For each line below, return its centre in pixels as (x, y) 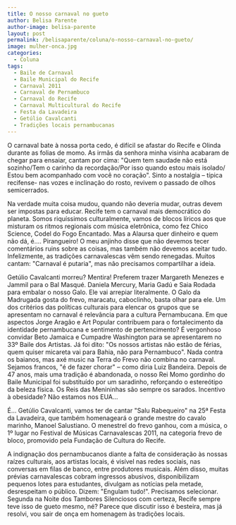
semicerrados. (28, 190)
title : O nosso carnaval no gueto (58, 14)
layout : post (26, 33)
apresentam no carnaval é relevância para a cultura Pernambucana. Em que (117, 315)
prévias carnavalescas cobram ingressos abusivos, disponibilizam (103, 476)
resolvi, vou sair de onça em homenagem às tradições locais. (96, 514)
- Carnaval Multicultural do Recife (67, 106)
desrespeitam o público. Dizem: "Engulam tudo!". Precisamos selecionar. (113, 491)
